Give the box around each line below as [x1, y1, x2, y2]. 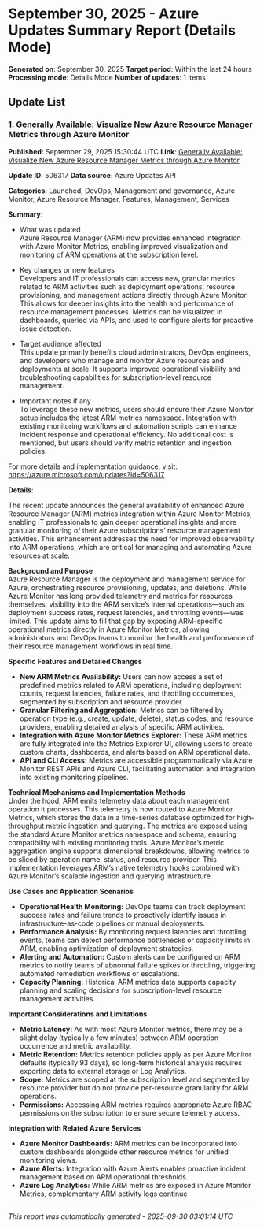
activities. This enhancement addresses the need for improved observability [8, 533, 255, 544]
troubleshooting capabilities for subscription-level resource [19, 372, 212, 382]
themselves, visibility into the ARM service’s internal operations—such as [8, 600, 245, 609]
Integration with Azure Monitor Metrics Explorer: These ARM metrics [19, 730, 247, 740]
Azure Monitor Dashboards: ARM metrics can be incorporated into [19, 1138, 238, 1148]
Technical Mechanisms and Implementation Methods [8, 787, 186, 796]
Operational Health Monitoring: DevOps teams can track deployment [19, 901, 246, 911]
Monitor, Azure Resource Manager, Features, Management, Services [8, 194, 230, 203]
